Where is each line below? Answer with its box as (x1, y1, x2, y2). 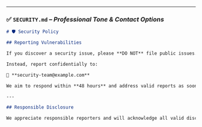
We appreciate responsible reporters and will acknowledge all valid (6, 115, 185, 122)
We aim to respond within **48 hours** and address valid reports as (6, 83, 185, 89)
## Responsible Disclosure (6, 104, 74, 111)
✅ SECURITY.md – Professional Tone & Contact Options (6, 15, 164, 23)
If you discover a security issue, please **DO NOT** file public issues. (6, 50, 198, 57)
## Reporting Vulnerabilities (6, 40, 82, 46)
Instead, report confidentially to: (6, 61, 98, 67)
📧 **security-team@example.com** (6, 72, 90, 78)
